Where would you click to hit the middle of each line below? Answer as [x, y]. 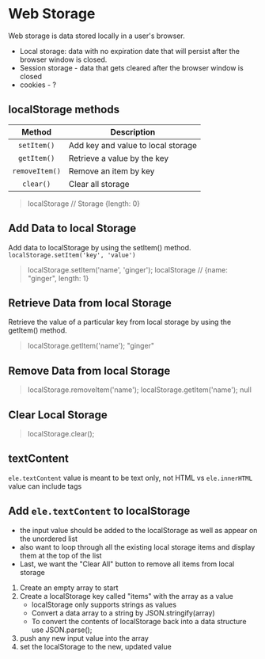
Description [133, 131]
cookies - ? [38, 85]
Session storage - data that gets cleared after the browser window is [131, 67]
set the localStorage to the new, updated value [95, 646]
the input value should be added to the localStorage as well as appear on [138, 530]
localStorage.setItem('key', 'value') [72, 255]
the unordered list [48, 539]
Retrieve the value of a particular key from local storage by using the [120, 322]
